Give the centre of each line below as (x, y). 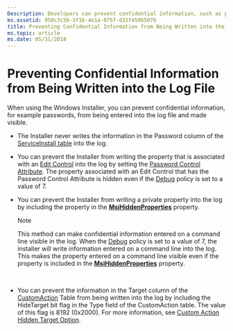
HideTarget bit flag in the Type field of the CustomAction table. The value (121, 305)
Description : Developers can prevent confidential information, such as (114, 14)
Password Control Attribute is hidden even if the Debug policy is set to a (120, 179)
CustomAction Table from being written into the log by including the (114, 298)
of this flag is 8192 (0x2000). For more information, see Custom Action (118, 312)
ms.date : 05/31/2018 (37, 40)
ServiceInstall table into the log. (62, 144)
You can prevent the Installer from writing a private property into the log (120, 200)
